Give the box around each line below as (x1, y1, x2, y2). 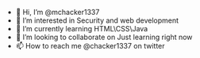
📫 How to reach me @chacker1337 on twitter (15, 42, 165, 50)
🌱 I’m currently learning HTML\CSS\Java (15, 24, 148, 33)
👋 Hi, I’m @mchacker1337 (15, 8, 100, 16)
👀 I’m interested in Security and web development (15, 16, 179, 25)
